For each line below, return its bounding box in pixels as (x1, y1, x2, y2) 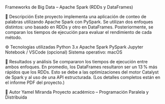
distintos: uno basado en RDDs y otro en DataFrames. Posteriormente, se (5, 24, 154, 30)
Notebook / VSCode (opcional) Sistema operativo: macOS (5, 49, 123, 55)
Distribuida (5, 94, 27, 100)
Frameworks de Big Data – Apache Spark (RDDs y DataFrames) (5, 4, 133, 10)
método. (5, 34, 22, 40)
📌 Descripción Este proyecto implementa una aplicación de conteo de (5, 14, 147, 19)
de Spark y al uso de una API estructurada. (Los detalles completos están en (5, 75, 161, 80)
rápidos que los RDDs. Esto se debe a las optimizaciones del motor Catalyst (5, 69, 159, 75)
